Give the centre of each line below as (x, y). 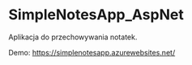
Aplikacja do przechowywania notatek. (73, 37)
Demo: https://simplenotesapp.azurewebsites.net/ (92, 52)
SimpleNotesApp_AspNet (96, 15)
